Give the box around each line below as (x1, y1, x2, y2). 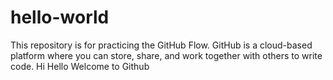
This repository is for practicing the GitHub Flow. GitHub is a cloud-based (10, 39, 313, 51)
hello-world (10, 6, 110, 29)
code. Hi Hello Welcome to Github (10, 60, 150, 72)
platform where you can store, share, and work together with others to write (10, 49, 323, 61)
